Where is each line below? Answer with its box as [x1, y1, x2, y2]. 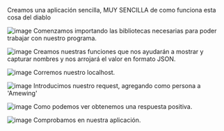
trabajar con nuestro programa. [7, 34, 97, 42]
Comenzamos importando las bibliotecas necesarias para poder [33, 27, 217, 35]
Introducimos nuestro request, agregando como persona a [33, 82, 201, 89]
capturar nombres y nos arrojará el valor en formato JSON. [7, 55, 176, 63]
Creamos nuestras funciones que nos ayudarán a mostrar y [33, 48, 204, 55]
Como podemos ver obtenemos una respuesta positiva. [33, 103, 193, 110]
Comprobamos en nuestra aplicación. [33, 116, 141, 124]
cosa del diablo [7, 13, 51, 21]
